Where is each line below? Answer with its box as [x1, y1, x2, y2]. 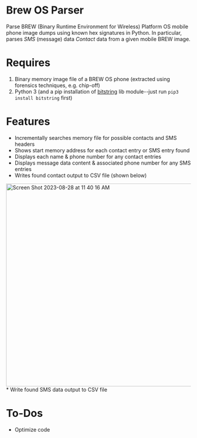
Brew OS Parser [6, 4, 84, 17]
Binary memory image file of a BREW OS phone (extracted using [14, 75, 170, 82]
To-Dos [6, 407, 43, 420]
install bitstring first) [14, 94, 73, 101]
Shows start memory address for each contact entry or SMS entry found [14, 146, 190, 153]
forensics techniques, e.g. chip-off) [14, 82, 101, 89]
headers [14, 141, 35, 148]
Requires [6, 56, 51, 69]
